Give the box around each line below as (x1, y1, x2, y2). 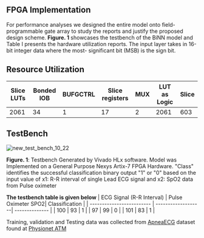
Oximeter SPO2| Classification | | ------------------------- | (6, 200, 155, 208)
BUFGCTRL (63, 90, 95, 98)
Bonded (33, 86, 56, 95)
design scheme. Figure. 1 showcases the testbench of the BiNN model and (6, 33, 193, 41)
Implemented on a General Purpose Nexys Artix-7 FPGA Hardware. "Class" (6, 163, 194, 170)
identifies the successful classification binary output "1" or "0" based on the (6, 169, 196, 177)
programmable (6, 27, 44, 35)
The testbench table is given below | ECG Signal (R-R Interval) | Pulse (6, 194, 183, 201)
